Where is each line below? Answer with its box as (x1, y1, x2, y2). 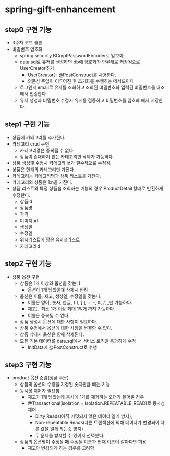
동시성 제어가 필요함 (19, 388, 60, 394)
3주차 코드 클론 (12, 40, 43, 45)
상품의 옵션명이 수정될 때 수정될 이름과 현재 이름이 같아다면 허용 (19, 439, 147, 445)
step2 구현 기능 (5, 259, 52, 268)
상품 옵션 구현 (12, 274, 40, 280)
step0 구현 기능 (5, 25, 52, 34)
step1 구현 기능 (5, 120, 50, 129)
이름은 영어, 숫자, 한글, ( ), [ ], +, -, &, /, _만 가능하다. (27, 299, 133, 305)
